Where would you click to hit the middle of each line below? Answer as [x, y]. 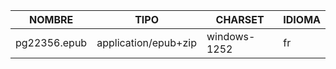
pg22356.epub [51, 42]
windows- [231, 36]
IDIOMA [302, 19]
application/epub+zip [146, 42]
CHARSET [240, 19]
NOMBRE [51, 19]
